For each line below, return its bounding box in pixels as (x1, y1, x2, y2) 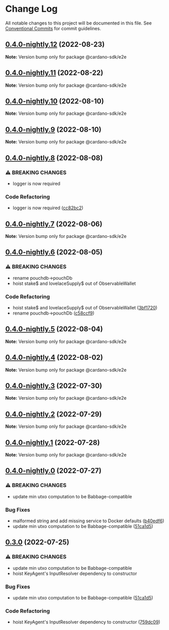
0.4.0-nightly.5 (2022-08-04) (5, 325, 103, 333)
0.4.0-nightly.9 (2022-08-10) (5, 125, 102, 134)
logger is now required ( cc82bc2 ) (12, 205, 84, 211)
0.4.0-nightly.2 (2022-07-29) (5, 409, 102, 419)
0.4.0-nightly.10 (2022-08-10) (5, 96, 104, 105)
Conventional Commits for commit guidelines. (5, 25, 101, 31)
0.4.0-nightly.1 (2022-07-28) (5, 438, 100, 447)
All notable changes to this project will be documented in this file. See (5, 20, 152, 26)
